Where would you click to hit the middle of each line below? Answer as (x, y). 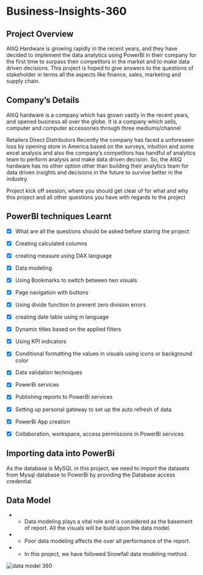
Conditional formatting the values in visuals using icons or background (104, 354)
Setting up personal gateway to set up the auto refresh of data (93, 409)
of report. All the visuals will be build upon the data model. (97, 528)
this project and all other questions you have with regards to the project (96, 197)
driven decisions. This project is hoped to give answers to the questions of (100, 68)
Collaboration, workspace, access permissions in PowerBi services (99, 434)
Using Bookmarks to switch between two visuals (76, 280)
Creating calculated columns (51, 243)
